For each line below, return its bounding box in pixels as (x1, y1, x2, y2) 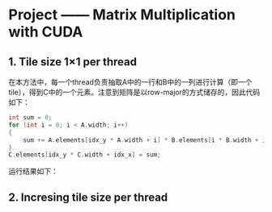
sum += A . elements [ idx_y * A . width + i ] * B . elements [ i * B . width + (23, 135, 259, 144)
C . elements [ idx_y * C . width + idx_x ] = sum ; (8, 151, 161, 159)
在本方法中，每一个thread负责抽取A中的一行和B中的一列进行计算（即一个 (8, 77, 253, 86)
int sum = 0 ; (8, 114, 53, 122)
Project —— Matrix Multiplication (8, 6, 236, 24)
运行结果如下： (8, 167, 58, 177)
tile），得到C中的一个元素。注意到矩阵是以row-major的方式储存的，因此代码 (8, 87, 261, 97)
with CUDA (8, 23, 83, 41)
